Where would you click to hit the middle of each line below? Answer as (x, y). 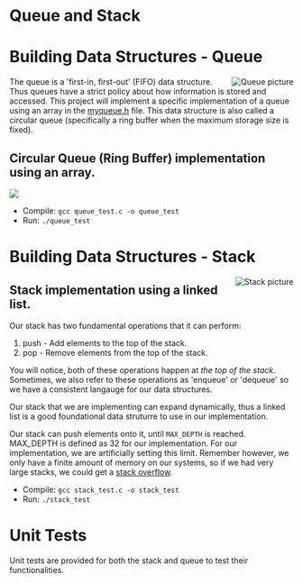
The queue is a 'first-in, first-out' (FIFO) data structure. (111, 82)
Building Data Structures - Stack (133, 257)
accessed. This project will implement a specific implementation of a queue (150, 101)
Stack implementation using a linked (114, 290)
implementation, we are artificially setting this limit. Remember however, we (149, 452)
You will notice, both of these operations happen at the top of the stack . (143, 369)
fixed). (21, 130)
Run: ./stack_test (56, 499)
